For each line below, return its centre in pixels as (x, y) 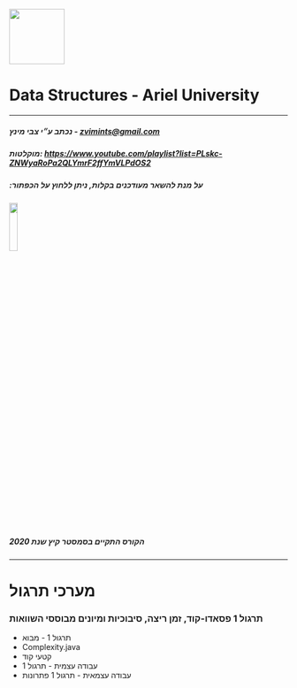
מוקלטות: (26, 153)
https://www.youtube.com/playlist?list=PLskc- (133, 153)
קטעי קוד (37, 657)
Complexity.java (51, 647)
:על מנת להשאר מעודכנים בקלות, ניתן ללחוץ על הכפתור (106, 185)
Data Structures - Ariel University (134, 95)
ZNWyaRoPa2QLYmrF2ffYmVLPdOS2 (80, 163)
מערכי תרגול (52, 590)
